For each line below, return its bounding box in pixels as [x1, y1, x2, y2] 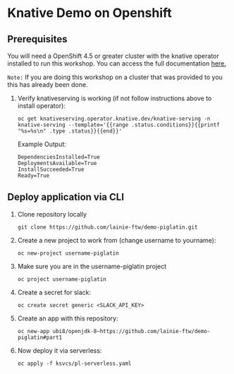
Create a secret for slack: [17, 288, 92, 296]
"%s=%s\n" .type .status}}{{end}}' [17, 128, 123, 135]
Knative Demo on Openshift [7, 5, 173, 21]
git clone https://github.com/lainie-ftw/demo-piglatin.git [17, 224, 198, 231]
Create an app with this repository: [17, 314, 118, 322]
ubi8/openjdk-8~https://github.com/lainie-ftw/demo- [52, 327, 211, 334]
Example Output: [17, 140, 67, 148]
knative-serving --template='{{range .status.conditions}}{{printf [17, 121, 220, 128]
